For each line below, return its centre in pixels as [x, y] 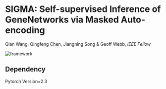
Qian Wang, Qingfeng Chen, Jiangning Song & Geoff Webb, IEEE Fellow [78, 44]
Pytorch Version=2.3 [26, 81]
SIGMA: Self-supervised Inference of [83, 9]
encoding [25, 30]
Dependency [25, 69]
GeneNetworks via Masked [62, 20]
